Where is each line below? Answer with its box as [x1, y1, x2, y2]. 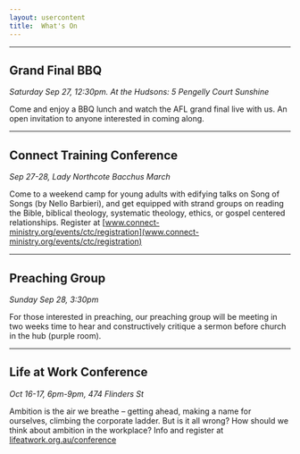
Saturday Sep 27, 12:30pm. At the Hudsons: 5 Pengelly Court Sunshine [9, 87, 270, 97]
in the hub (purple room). [9, 330, 102, 340]
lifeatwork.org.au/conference [9, 434, 117, 445]
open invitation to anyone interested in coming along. [9, 113, 205, 124]
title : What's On [9, 21, 78, 30]
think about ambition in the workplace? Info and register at [9, 425, 224, 435]
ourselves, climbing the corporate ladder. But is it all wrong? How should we [9, 415, 288, 425]
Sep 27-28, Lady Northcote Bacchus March [9, 172, 171, 182]
